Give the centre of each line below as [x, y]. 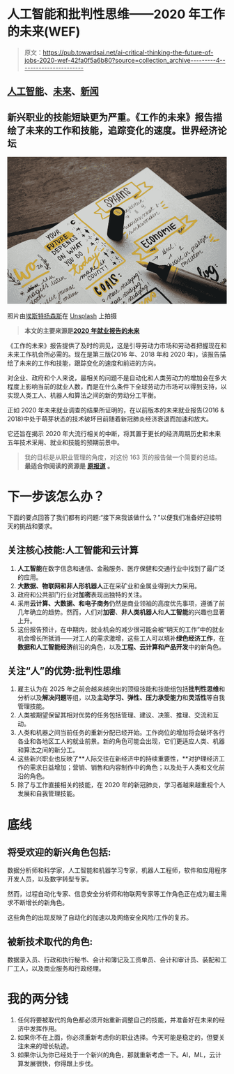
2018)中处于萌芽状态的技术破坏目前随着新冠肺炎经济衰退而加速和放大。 [110, 419]
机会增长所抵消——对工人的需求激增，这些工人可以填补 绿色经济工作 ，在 [121, 638]
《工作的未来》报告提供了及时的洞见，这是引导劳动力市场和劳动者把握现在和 [117, 345]
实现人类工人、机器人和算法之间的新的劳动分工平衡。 [84, 395]
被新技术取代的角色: [50, 942]
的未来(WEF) [44, 32]
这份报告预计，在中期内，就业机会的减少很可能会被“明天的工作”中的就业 [121, 629]
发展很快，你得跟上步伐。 [60, 1064]
